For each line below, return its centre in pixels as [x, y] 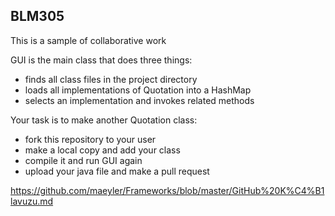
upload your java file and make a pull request [117, 171]
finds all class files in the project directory [111, 79]
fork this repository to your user [90, 139]
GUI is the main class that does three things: [101, 60]
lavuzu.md [32, 201]
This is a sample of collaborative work [88, 40]
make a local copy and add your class [102, 150]
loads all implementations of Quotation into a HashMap [138, 90]
